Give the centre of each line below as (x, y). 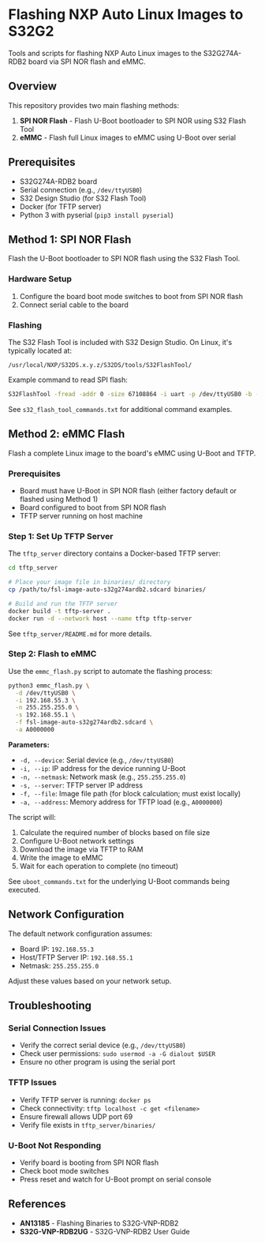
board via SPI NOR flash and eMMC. (87, 62)
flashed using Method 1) (59, 499)
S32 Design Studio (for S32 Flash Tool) (83, 198)
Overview (33, 86)
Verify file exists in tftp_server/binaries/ (88, 1125)
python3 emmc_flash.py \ (49, 685)
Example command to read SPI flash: (68, 380)
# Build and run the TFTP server (63, 604)
